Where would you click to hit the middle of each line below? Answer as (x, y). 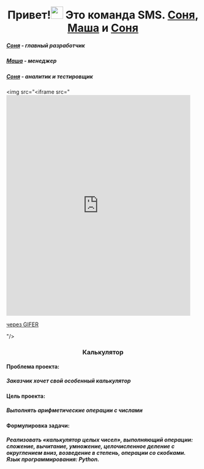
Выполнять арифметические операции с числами (74, 410)
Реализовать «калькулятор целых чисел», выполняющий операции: (100, 440)
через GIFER (22, 324)
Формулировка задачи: (38, 425)
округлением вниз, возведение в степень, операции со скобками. (96, 452)
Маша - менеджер (32, 61)
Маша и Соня (103, 28)
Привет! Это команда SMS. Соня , (103, 15)
